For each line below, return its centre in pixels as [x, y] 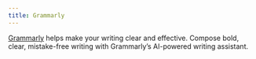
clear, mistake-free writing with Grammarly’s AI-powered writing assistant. [128, 46]
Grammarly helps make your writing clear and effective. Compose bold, [124, 38]
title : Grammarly [37, 15]
